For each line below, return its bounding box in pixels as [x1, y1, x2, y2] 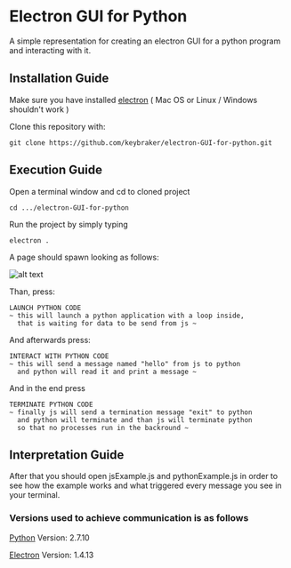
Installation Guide [9, 71, 109, 86]
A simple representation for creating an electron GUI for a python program [9, 36, 281, 46]
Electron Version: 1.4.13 [9, 549, 94, 560]
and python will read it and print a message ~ [17, 367, 198, 376]
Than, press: [9, 286, 56, 297]
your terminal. [9, 490, 61, 500]
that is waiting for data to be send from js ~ [17, 318, 198, 328]
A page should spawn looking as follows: [9, 252, 159, 262]
